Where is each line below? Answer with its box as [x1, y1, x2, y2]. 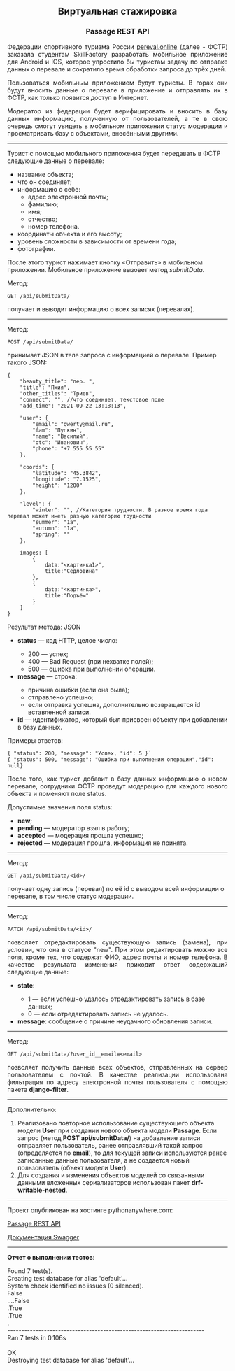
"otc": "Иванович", [32, 439, 90, 446]
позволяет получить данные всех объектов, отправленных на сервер [7, 1063, 228, 1071]
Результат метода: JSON [7, 623, 81, 631]
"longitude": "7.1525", [32, 476, 101, 483]
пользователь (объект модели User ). [17, 1163, 128, 1172]
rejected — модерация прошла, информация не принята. [17, 839, 189, 847]
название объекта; [17, 170, 74, 178]
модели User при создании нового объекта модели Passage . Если [17, 1126, 218, 1135]
